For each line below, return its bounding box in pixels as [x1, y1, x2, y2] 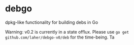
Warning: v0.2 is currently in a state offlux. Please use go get [5, 29, 129, 35]
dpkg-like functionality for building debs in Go [5, 19, 99, 25]
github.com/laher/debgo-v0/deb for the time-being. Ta [5, 34, 115, 40]
